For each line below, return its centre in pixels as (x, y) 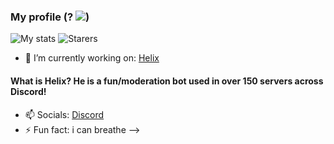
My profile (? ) (50, 17)
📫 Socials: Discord (64, 114)
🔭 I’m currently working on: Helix (92, 58)
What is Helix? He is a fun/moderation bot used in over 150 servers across (167, 81)
